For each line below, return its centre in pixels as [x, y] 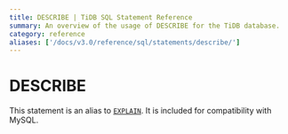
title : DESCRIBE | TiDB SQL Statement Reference [101, 17]
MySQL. [24, 120]
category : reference [48, 34]
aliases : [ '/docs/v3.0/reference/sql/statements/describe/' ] [125, 42]
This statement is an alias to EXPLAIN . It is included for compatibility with [140, 111]
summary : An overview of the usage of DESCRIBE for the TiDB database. [144, 26]
